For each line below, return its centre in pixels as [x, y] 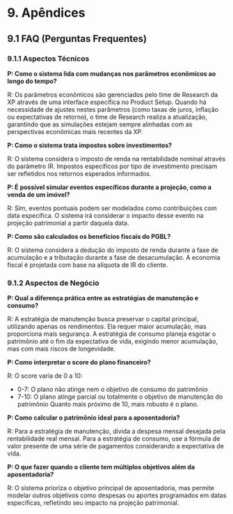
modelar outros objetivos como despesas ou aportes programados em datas [117, 495]
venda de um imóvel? [39, 194]
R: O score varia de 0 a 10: [45, 376]
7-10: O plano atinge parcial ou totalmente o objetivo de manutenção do [120, 397]
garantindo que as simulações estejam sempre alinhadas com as [100, 124]
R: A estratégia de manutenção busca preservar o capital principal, [103, 319]
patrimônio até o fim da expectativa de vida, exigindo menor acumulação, [112, 342]
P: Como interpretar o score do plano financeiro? [79, 362]
